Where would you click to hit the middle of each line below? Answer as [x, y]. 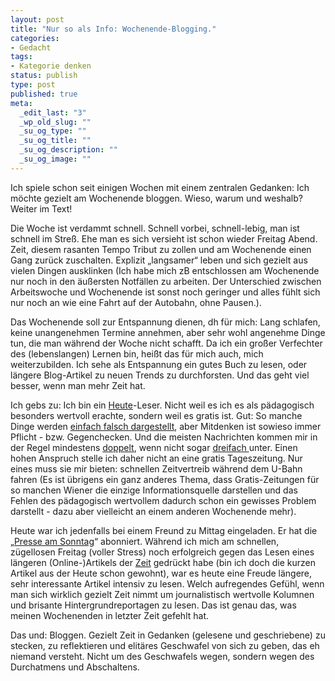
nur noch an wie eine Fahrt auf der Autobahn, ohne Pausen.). [136, 302]
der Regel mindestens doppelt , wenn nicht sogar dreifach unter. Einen [154, 447]
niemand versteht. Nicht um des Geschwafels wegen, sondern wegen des [162, 656]
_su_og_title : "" [55, 141]
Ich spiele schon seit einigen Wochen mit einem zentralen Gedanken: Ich [160, 187]
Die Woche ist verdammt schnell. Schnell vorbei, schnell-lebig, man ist [155, 228]
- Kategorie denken [51, 66]
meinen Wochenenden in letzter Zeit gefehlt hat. [110, 615]
